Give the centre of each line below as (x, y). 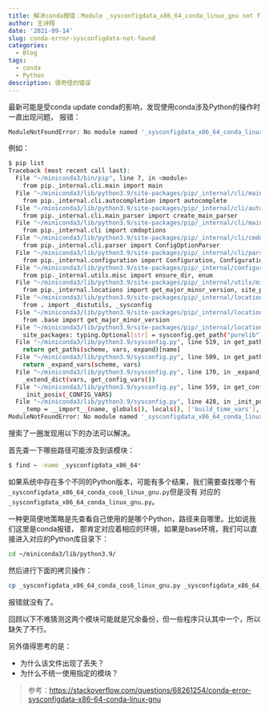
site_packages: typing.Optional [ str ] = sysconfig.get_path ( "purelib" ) (143, 335)
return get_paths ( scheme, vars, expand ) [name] (102, 350)
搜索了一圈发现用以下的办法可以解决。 (71, 433)
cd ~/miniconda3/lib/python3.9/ (62, 554)
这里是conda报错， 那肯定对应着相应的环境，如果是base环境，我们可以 (132, 528)
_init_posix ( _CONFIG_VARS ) (68, 394)
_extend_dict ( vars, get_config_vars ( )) (89, 379)
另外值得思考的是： (40, 645)
